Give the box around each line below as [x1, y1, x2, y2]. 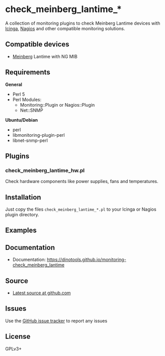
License [5, 332, 31, 341]
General [5, 81, 23, 87]
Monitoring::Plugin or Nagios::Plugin [20, 102, 95, 108]
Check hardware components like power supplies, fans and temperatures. [5, 179, 158, 185]
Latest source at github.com [12, 290, 71, 296]
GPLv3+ [5, 345, 22, 351]
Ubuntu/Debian [5, 117, 38, 123]
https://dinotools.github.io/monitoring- [47, 256, 127, 262]
